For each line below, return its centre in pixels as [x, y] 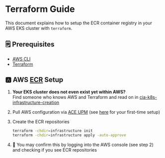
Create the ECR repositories [41, 121]
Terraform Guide [40, 9]
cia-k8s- [148, 97]
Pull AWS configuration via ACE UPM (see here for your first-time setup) [86, 112]
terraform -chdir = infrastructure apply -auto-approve [69, 135]
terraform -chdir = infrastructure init [52, 131]
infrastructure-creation [36, 102]
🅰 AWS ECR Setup [34, 80]
